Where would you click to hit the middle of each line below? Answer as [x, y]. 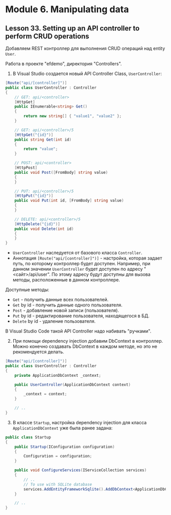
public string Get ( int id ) [43, 139]
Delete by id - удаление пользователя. [54, 321]
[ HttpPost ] [26, 168]
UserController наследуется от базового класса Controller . [77, 253]
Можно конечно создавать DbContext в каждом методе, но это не [85, 346]
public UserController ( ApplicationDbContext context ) [73, 384]
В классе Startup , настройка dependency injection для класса [79, 422]
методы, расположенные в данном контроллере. [66, 280]
